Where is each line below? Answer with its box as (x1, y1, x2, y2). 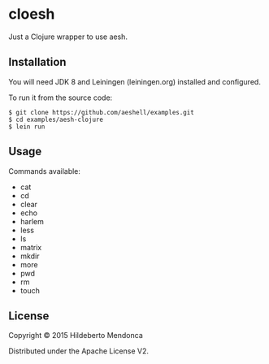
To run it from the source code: (8, 93, 113, 102)
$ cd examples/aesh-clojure (8, 115, 104, 123)
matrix (20, 242, 42, 252)
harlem (20, 216, 45, 226)
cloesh (8, 5, 55, 24)
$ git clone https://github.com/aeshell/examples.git (8, 108, 195, 116)
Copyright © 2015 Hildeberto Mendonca (8, 331, 144, 340)
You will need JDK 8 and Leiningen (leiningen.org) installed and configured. (8, 76, 262, 86)
